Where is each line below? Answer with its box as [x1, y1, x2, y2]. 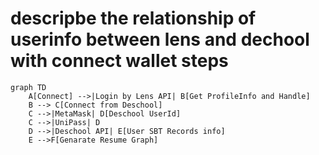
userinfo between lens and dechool [10, 28, 310, 51]
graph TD [10, 82, 47, 92]
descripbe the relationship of [10, 7, 257, 30]
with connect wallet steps [10, 50, 229, 72]
